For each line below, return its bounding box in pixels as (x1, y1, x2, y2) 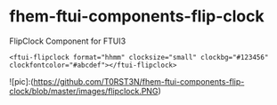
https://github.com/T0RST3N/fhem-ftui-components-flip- (33, 76, 245, 86)
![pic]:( (9, 76, 34, 86)
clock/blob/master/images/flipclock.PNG (9, 85, 159, 96)
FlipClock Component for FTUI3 (9, 36, 126, 46)
